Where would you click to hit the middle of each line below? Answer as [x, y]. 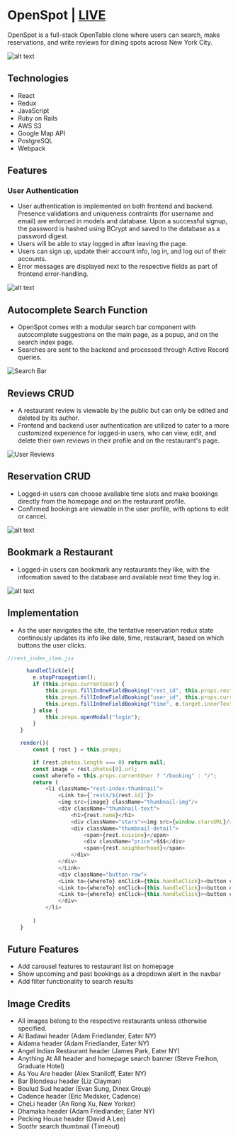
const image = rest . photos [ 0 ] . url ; [85, 769]
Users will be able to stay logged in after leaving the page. [102, 244]
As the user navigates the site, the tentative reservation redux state [115, 630]
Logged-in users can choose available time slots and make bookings [118, 494]
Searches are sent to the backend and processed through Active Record [123, 350]
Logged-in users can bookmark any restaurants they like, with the [114, 569]
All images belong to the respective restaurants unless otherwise [112, 1021]
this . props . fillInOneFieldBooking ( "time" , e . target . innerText [139, 704]
